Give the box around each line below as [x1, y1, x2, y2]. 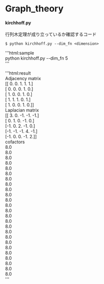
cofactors [5, 139, 25, 145]
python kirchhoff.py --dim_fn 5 [5, 55, 68, 61]
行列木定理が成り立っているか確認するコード [5, 31, 97, 37]
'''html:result [5, 70, 31, 76]
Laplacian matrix [5, 107, 39, 113]
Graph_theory [5, 3, 64, 14]
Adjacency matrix [5, 76, 41, 82]
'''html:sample [5, 50, 34, 56]
